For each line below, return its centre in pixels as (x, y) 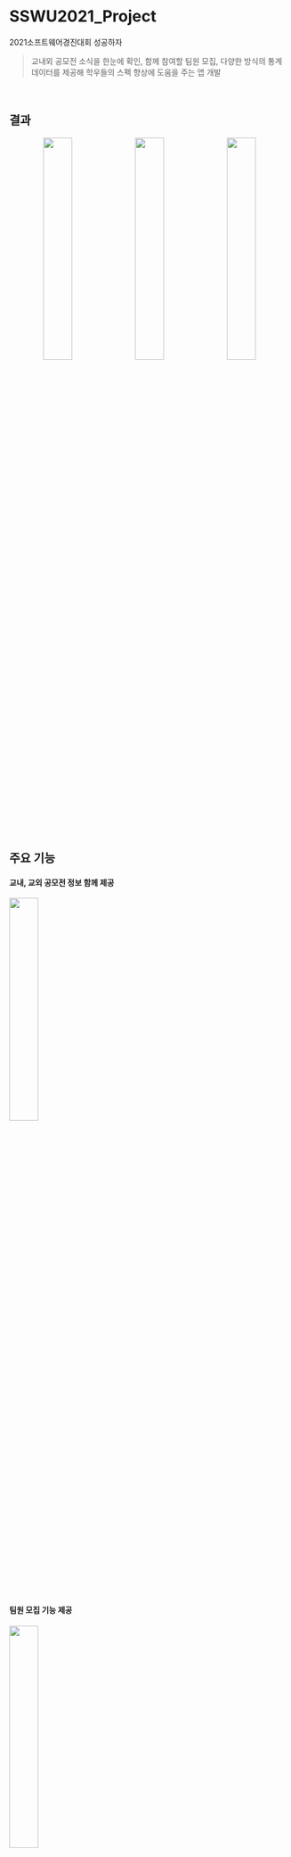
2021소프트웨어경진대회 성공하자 (66, 42)
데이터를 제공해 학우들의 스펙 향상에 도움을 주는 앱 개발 (126, 72)
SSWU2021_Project (83, 16)
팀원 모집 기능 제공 (41, 1609)
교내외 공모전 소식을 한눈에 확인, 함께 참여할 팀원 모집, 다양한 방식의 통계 (157, 61)
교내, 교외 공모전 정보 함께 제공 (62, 882)
